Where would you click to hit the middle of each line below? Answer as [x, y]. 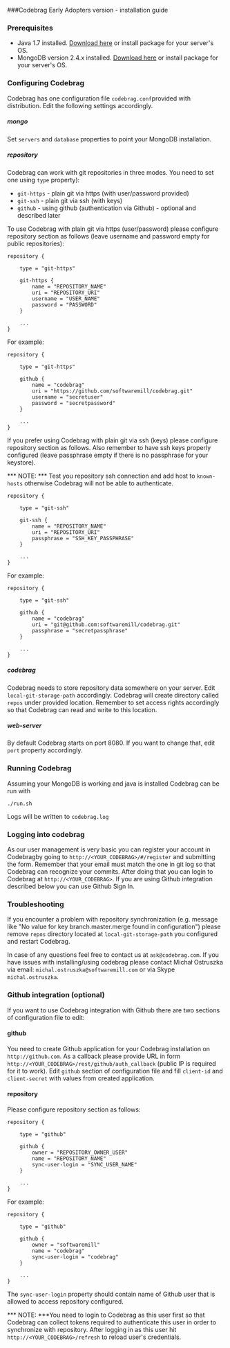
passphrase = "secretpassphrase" [80, 630]
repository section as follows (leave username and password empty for [108, 236]
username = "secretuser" [68, 397]
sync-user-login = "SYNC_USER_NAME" [85, 1165]
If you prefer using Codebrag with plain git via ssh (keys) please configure [113, 440]
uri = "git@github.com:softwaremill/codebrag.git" [106, 624]
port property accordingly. [45, 750]
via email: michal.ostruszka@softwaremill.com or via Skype [91, 969]
